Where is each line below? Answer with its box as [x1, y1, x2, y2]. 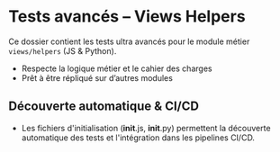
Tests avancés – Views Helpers [8, 6, 246, 27]
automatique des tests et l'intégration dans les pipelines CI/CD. [21, 132, 256, 143]
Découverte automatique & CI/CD [8, 99, 200, 114]
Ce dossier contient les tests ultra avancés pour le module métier [8, 36, 250, 47]
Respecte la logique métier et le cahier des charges [21, 63, 212, 74]
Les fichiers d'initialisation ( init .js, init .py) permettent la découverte [21, 122, 271, 133]
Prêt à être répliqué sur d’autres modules [21, 72, 173, 83]
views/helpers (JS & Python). [8, 45, 117, 56]
